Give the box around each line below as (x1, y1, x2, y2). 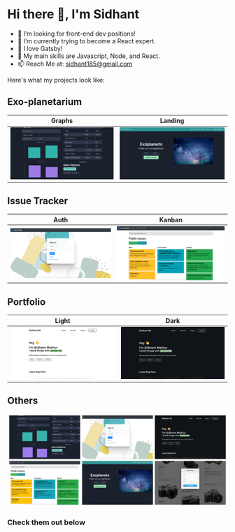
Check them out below (7, 517, 86, 527)
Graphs (51, 117, 73, 125)
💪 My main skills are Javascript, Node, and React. (17, 52, 161, 60)
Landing (159, 117, 185, 125)
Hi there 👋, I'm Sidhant (7, 6, 140, 22)
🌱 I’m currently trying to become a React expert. (17, 36, 156, 45)
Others (7, 394, 38, 406)
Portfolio (7, 296, 46, 308)
